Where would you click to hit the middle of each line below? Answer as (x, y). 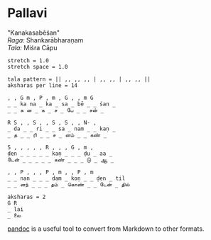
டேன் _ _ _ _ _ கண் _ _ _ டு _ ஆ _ (61, 160)
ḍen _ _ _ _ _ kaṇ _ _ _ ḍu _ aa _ (60, 154)
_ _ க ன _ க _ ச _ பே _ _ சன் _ (56, 110)
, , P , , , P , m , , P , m (50, 172)
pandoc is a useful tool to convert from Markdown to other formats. (106, 229)
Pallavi (27, 13)
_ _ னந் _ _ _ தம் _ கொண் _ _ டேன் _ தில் (69, 184)
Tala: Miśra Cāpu (32, 47)
